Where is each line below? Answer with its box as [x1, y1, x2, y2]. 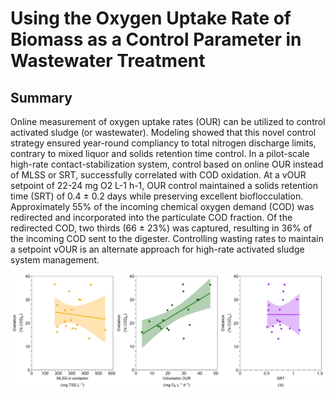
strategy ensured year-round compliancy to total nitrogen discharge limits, [10, 137, 317, 149]
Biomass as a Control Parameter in [10, 28, 302, 51]
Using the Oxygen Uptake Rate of [10, 7, 292, 30]
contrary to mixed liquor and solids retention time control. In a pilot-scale [10, 148, 310, 159]
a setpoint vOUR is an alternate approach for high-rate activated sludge [10, 243, 305, 255]
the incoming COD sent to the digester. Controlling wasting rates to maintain [10, 233, 324, 244]
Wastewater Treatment [10, 50, 206, 72]
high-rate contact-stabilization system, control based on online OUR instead [10, 158, 324, 170]
